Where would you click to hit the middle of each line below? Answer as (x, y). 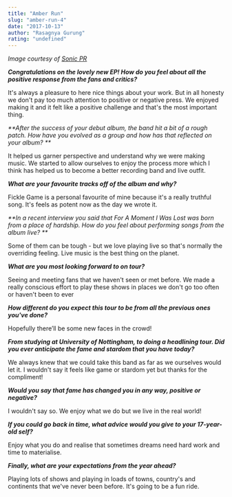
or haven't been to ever (41, 295)
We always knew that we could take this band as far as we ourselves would (115, 363)
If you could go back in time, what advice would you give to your (102, 425)
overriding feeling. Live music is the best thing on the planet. (94, 253)
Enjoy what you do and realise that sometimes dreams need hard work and (114, 445)
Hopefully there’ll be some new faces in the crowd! (80, 328)
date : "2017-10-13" (36, 26)
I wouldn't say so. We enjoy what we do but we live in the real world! (105, 411)
